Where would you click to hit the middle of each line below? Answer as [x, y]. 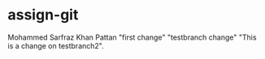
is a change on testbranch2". [56, 45]
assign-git [43, 15]
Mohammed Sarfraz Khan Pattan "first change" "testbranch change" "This [132, 37]
